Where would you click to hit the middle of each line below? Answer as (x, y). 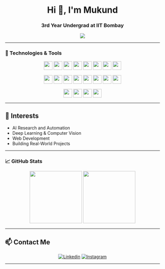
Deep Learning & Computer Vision (47, 133)
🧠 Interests (22, 116)
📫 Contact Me (28, 242)
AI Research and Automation (41, 128)
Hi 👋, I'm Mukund (82, 10)
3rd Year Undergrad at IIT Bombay (82, 26)
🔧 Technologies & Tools (34, 53)
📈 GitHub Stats (24, 161)
